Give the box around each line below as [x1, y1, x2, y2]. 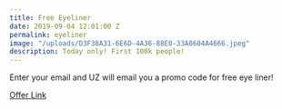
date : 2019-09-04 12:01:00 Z [9, 22, 120, 31]
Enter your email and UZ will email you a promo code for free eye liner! [9, 72, 274, 83]
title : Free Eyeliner [9, 13, 92, 23]
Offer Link [9, 90, 47, 101]
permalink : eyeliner [9, 30, 88, 39]
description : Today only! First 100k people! [9, 47, 185, 56]
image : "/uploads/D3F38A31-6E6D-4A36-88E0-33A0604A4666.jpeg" [9, 38, 250, 48]
